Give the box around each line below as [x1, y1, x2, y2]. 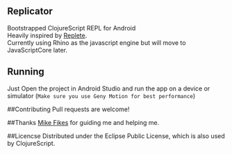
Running [7, 66, 45, 78]
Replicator [7, 6, 53, 17]
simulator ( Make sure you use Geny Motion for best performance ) [7, 91, 196, 99]
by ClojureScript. [7, 139, 56, 147]
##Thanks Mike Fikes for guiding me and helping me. [7, 118, 160, 126]
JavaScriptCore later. [7, 46, 68, 54]
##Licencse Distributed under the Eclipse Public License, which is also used [7, 131, 226, 140]
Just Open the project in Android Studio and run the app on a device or [7, 84, 210, 93]
